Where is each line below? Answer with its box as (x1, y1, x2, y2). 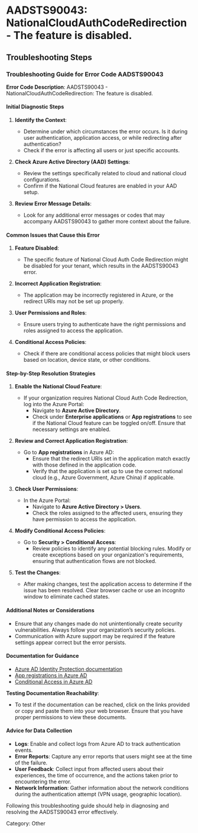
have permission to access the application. (32, 516, 137, 523)
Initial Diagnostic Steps (6, 103, 64, 110)
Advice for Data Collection (6, 727, 73, 734)
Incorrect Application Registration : (14, 280, 102, 287)
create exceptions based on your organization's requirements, (32, 551, 184, 558)
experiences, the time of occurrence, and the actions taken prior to (14, 772, 178, 779)
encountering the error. (14, 778, 72, 785)
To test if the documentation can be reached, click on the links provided (14, 701, 190, 708)
